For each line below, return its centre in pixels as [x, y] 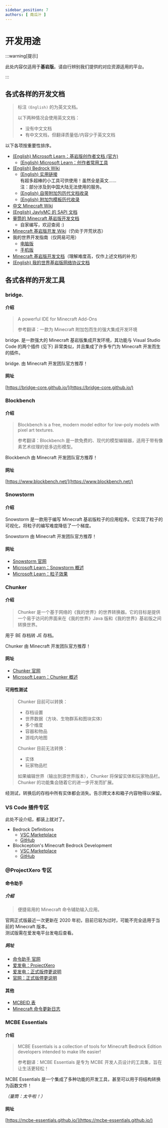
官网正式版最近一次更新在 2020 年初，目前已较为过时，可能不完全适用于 [80, 920]
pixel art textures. [36, 430]
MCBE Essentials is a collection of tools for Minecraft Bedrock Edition [90, 1046]
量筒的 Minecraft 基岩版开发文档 [46, 219]
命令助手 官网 [26, 959]
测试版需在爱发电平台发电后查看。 [41, 933]
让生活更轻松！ [33, 1068]
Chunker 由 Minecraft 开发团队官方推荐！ [48, 646]
